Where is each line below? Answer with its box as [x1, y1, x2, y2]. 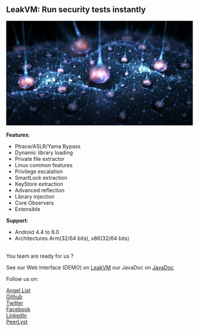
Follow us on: [6, 275, 38, 283]
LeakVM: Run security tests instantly [6, 5, 146, 15]
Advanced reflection [14, 187, 65, 194]
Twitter [6, 300, 24, 307]
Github [6, 293, 23, 300]
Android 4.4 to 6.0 [14, 229, 59, 236]
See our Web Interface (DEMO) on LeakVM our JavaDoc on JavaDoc [6, 264, 174, 271]
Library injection [14, 193, 54, 200]
